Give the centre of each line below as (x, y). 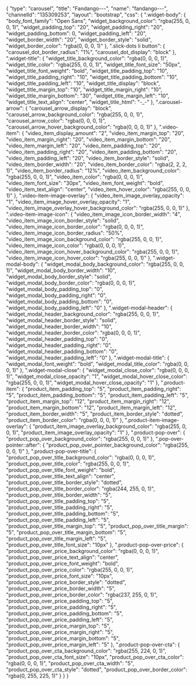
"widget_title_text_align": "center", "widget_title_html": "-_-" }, (80, 102)
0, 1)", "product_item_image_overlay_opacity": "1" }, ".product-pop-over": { (96, 433)
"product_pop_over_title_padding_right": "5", (60, 507)
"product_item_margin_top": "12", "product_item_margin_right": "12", (88, 401)
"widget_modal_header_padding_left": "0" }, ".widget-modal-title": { (88, 358)
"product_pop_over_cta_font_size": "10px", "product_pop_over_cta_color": (95, 657)
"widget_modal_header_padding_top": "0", (57, 339)
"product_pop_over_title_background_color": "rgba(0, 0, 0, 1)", (81, 458)
